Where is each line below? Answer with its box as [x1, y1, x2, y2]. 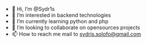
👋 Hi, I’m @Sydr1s [11, 6, 55, 12]
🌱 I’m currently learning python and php [11, 18, 109, 24]
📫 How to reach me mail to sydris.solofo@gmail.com [11, 31, 142, 37]
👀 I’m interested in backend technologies [11, 12, 111, 19]
